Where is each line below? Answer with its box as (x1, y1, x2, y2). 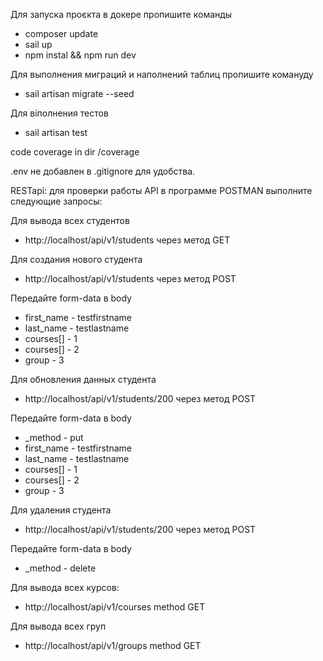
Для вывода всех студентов (10, 215, 130, 226)
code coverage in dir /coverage (10, 146, 140, 158)
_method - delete (24, 562, 97, 574)
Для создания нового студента (10, 254, 143, 265)
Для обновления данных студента (10, 374, 157, 385)
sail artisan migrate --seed (24, 88, 135, 99)
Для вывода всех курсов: (10, 582, 120, 593)
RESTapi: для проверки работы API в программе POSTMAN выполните (10, 185, 313, 196)
